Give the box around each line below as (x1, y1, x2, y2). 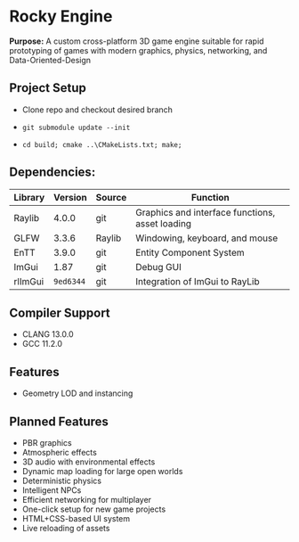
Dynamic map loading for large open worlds (21, 466, 183, 476)
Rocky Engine (9, 6, 113, 27)
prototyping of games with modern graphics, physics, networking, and (9, 45, 268, 55)
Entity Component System (134, 246, 245, 259)
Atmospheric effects (21, 448, 98, 457)
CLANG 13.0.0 (21, 329, 74, 340)
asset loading (134, 217, 192, 229)
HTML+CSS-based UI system (21, 513, 131, 523)
